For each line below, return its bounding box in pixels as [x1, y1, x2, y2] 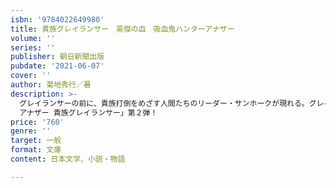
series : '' [10, 42, 56, 53]
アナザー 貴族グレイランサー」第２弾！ [19, 107, 158, 118]
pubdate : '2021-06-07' [10, 61, 105, 71]
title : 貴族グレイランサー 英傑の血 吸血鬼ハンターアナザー [10, 24, 235, 34]
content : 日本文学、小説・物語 [10, 154, 126, 164]
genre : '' [10, 126, 52, 136]
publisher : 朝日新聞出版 [10, 52, 105, 62]
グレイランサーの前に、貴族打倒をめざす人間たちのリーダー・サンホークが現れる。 [19, 98, 310, 108]
